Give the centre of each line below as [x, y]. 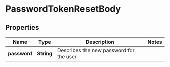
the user [67, 57]
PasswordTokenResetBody [63, 9]
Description [100, 42]
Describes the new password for [96, 50]
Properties [22, 28]
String [45, 54]
